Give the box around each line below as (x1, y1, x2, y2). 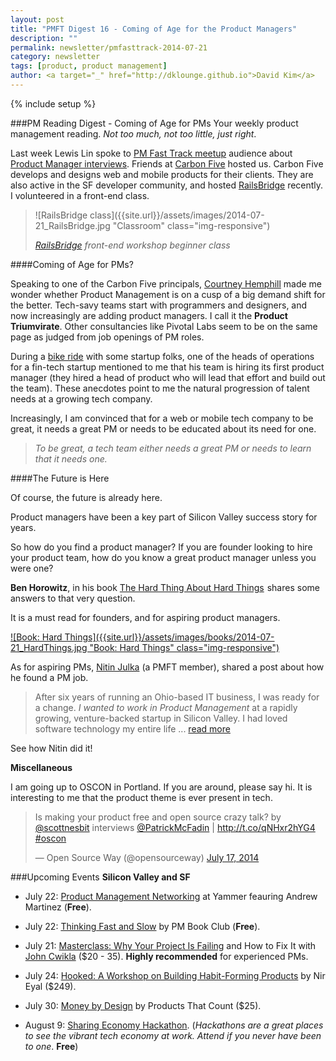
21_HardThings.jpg (10, 641, 88, 653)
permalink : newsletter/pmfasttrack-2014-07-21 (10, 42, 208, 53)
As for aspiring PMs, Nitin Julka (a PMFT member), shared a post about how (10, 661, 325, 673)
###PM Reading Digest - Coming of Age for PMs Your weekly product (10, 117, 299, 129)
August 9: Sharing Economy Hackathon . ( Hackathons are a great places (24, 1019, 324, 1031)
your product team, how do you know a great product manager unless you (10, 551, 317, 563)
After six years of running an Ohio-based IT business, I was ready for (34, 691, 320, 703)
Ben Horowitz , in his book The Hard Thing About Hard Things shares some (10, 581, 320, 593)
